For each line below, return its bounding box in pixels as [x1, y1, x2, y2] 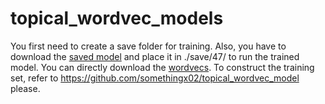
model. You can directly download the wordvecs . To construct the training [10, 61, 315, 73]
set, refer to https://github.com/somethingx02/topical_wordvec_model [10, 72, 300, 84]
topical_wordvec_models [10, 7, 224, 30]
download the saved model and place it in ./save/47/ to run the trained [10, 50, 300, 62]
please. [10, 82, 41, 94]
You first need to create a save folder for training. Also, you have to [10, 40, 287, 52]
